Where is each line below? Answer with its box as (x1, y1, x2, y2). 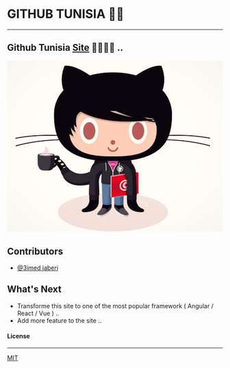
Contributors (7, 245, 64, 257)
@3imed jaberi (16, 264, 59, 272)
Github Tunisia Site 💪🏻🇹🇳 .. (7, 42, 124, 54)
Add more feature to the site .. (16, 316, 102, 325)
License (7, 332, 31, 341)
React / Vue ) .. (16, 309, 60, 317)
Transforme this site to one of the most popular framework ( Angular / (16, 301, 214, 310)
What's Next (7, 284, 62, 295)
